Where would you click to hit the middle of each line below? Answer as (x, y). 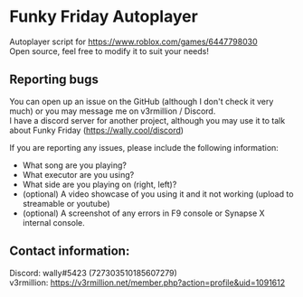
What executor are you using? (78, 174)
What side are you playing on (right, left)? (99, 184)
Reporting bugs (54, 80)
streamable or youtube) (66, 203)
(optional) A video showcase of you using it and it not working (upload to (158, 194)
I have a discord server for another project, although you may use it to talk (147, 120)
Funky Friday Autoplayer (104, 17)
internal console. (54, 222)
